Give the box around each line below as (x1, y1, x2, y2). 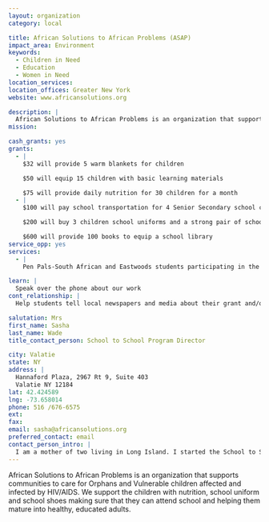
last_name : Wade (8, 328, 62, 337)
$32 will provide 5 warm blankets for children (22, 160, 184, 168)
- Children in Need (15, 56, 81, 64)
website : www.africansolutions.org (8, 93, 127, 101)
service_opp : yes (8, 240, 66, 248)
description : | (8, 108, 59, 116)
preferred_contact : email (8, 433, 94, 441)
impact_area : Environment (8, 41, 94, 49)
